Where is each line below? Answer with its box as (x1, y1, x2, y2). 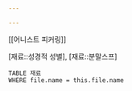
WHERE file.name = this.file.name (8, 76, 125, 85)
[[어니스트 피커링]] (8, 34, 67, 44)
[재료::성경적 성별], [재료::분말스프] (8, 52, 118, 61)
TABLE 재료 (8, 69, 42, 77)
